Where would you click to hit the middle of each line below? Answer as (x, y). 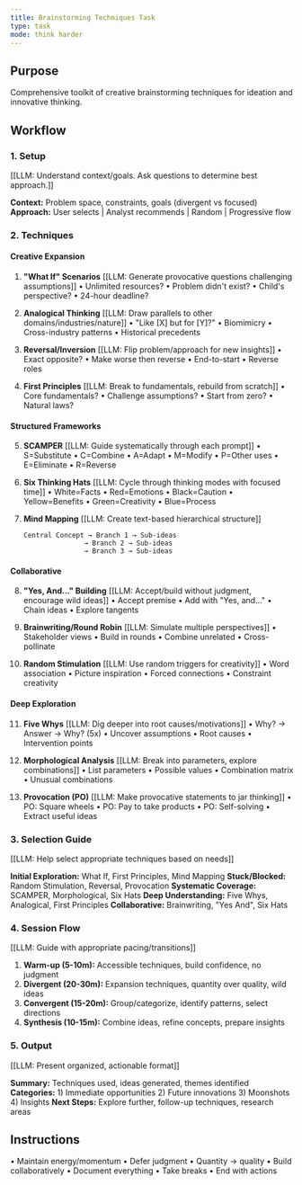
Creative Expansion (48, 256)
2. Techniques (42, 235)
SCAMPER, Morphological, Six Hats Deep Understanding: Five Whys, (139, 895)
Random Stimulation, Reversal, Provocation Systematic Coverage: (133, 886)
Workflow (38, 130)
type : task (31, 26)
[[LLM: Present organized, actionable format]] (95, 1065)
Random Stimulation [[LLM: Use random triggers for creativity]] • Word (156, 664)
